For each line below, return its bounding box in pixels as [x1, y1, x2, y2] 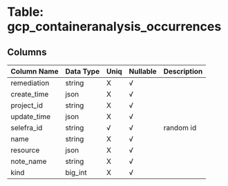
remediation [10, 79, 50, 87]
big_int [65, 168, 88, 177]
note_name [10, 156, 47, 166]
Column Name [10, 67, 59, 76]
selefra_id [10, 123, 43, 132]
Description [163, 67, 203, 76]
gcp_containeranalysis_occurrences [7, 19, 222, 34]
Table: [7, 4, 44, 20]
